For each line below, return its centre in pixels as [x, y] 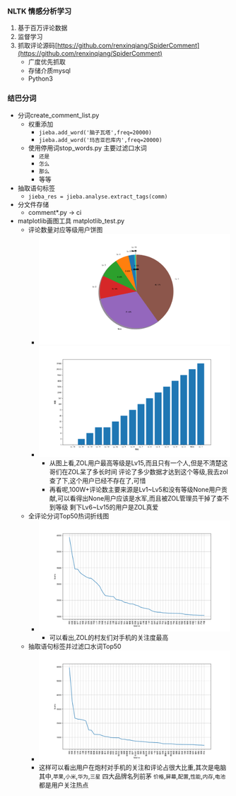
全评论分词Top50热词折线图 [69, 516]
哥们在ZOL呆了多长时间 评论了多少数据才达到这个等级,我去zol [138, 472]
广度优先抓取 [47, 62]
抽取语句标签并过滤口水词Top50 [75, 646]
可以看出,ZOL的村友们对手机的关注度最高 [109, 637]
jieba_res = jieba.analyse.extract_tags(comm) [98, 197]
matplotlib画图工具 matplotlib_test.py [71, 221]
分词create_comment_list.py [58, 115]
